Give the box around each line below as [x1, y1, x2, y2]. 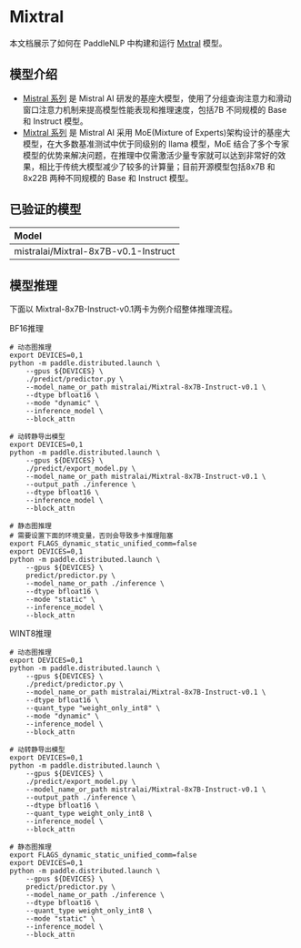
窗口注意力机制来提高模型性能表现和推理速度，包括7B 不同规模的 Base [22, 104, 287, 115]
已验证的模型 [9, 202, 82, 218]
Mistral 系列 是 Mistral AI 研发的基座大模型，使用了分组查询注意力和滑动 [22, 93, 292, 104]
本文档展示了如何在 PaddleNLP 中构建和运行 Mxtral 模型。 [9, 37, 227, 48]
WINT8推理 [9, 628, 52, 639]
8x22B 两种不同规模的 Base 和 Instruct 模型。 [22, 172, 194, 183]
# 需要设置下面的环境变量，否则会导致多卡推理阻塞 [9, 531, 174, 541]
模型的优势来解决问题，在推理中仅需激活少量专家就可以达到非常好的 [22, 149, 278, 160]
